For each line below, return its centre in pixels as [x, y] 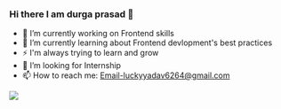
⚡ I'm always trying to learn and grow [90, 53]
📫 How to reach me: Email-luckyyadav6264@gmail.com [126, 75]
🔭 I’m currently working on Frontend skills [98, 34]
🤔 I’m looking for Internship [72, 66]
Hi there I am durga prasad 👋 [72, 14]
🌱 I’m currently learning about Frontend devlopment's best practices [147, 43]
